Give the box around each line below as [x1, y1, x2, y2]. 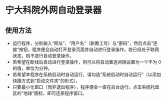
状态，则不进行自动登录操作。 [12, 53, 74, 58]
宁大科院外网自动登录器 [5, 4, 102, 16]
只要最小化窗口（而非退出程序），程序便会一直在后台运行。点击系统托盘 [12, 84, 159, 90]
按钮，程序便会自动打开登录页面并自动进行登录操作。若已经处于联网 [18, 46, 159, 52]
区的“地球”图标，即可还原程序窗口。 [12, 90, 87, 96]
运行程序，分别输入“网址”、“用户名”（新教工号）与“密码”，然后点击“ [12, 40, 153, 46]
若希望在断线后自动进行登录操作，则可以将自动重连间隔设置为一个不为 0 [12, 59, 161, 65]
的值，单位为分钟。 [12, 65, 52, 71]
